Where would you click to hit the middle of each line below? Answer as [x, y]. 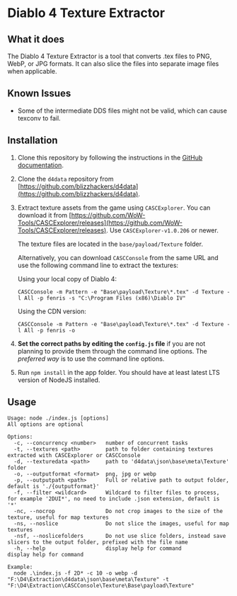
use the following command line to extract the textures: [98, 265]
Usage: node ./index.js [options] [58, 418]
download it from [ [45, 215]
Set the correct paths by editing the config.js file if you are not [111, 343]
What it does [36, 39]
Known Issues [39, 94]
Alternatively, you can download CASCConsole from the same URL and [118, 257]
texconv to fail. [39, 118]
